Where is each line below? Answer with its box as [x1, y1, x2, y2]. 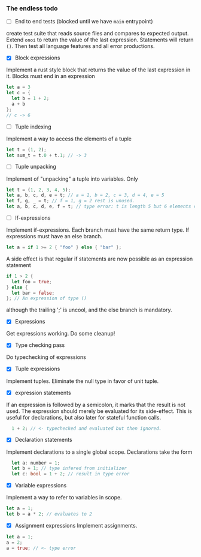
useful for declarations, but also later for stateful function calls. [6, 414, 162, 421]
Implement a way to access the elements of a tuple [6, 135, 132, 142]
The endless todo [6, 4, 58, 13]
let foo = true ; [11, 278, 52, 285]
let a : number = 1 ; [11, 460, 60, 466]
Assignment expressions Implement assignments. [14, 522, 138, 529]
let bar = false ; [11, 290, 55, 296]
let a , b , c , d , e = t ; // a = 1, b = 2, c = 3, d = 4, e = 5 [6, 192, 165, 199]
